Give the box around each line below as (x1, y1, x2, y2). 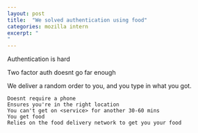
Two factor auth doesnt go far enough (7, 69, 116, 77)
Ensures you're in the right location (7, 101, 119, 108)
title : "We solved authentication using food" (7, 17, 148, 24)
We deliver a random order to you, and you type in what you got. (7, 82, 192, 90)
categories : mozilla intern (7, 23, 89, 30)
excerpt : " (7, 29, 39, 37)
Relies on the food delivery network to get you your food (7, 119, 182, 127)
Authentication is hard (7, 55, 71, 63)
